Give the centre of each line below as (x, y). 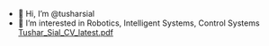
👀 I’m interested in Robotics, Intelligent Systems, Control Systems (139, 23)
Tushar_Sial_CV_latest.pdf (66, 32)
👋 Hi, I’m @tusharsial (56, 14)
